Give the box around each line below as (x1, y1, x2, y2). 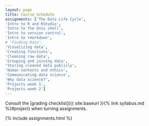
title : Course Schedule (5, 12, 55, 17)
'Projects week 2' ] (5, 86, 46, 91)
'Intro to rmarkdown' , (5, 35, 52, 40)
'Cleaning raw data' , (5, 53, 50, 59)
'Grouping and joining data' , (5, 58, 68, 63)
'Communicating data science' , (5, 72, 70, 77)
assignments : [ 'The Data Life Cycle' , (5, 16, 86, 21)
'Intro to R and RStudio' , (5, 21, 61, 26)
